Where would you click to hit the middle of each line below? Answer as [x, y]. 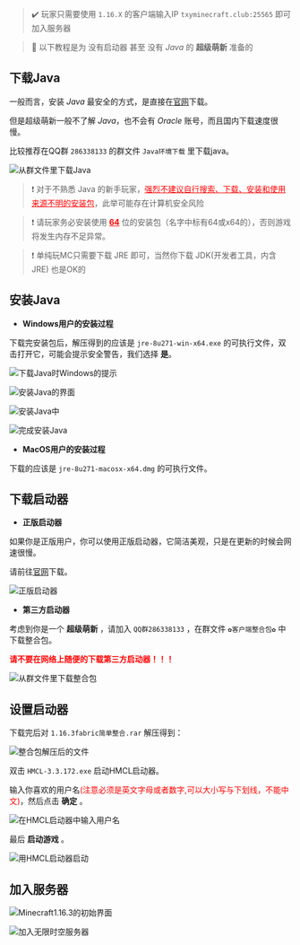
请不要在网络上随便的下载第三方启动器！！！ [92, 660]
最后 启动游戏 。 [39, 839]
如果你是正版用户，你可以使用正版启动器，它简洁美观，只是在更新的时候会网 [150, 541]
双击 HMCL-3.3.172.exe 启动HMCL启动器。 [86, 771]
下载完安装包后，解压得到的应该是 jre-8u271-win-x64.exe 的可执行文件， [144, 342]
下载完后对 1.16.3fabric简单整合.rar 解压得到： [96, 733]
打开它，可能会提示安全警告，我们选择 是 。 [96, 354]
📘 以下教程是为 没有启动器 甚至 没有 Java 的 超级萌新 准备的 [142, 47]
